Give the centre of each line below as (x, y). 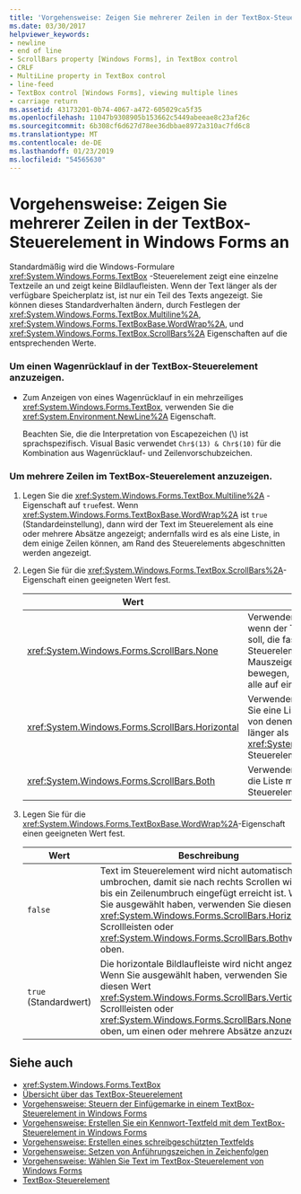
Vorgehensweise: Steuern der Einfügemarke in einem (120, 1103)
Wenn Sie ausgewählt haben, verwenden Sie (194, 975)
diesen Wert (125, 987)
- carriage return (43, 101)
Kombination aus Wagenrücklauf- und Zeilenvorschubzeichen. (137, 452)
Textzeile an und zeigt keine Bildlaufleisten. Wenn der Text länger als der (143, 286)
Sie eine (265, 710)
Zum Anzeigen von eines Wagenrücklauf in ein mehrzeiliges (133, 397)
